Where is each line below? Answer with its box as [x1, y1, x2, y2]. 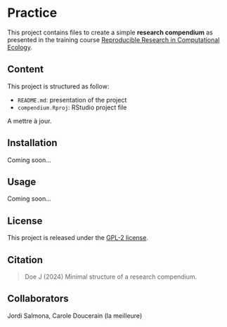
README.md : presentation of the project [17, 95, 127, 104]
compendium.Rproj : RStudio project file [17, 103, 127, 112]
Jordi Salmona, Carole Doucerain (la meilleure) [7, 311, 143, 320]
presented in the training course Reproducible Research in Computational [7, 35, 220, 44]
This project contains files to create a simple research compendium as [7, 28, 213, 36]
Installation [7, 137, 58, 149]
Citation [7, 254, 44, 266]
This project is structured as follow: [7, 82, 110, 91]
